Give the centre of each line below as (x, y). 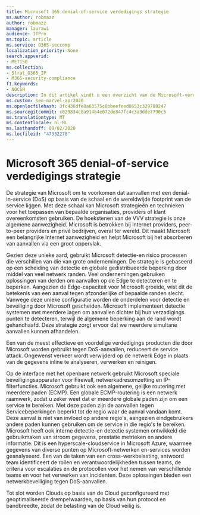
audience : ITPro (26, 34)
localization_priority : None (42, 51)
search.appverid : (28, 56)
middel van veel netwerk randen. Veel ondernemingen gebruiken (86, 274)
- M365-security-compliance (41, 78)
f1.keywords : (22, 84)
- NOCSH (16, 90)
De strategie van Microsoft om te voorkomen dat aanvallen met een (89, 192)
